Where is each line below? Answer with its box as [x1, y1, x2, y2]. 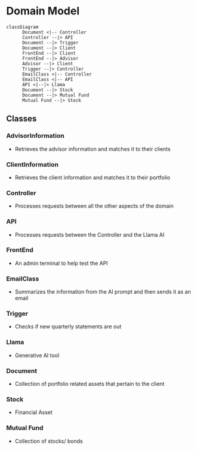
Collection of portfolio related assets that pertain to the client [14, 380, 165, 387]
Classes [6, 114, 37, 124]
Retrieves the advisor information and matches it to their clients [14, 145, 171, 152]
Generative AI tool [14, 352, 60, 359]
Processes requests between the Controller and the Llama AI [14, 231, 165, 238]
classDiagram [6, 24, 39, 30]
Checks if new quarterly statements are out [14, 323, 122, 330]
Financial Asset [14, 409, 53, 416]
